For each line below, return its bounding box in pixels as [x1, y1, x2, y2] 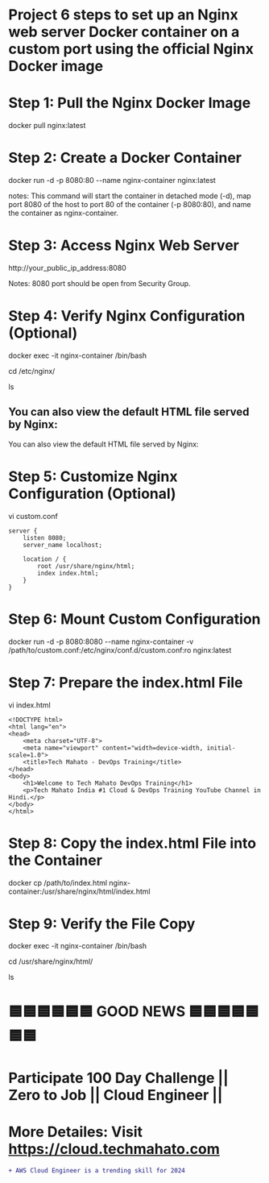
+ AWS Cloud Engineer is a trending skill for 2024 [8, 1166, 185, 1174]
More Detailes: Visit [8, 1123, 143, 1141]
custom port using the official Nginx [8, 40, 255, 58]
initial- [206, 744, 236, 752]
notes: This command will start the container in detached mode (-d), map [8, 191, 251, 201]
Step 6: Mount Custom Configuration [8, 610, 261, 628]
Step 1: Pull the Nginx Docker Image [8, 94, 251, 112]
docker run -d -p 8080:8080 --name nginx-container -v [8, 637, 194, 646]
